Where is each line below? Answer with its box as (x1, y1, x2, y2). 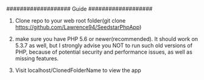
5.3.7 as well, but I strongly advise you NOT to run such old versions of (15, 42, 193, 49)
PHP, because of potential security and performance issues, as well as (15, 48, 193, 56)
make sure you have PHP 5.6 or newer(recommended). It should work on (15, 35, 199, 42)
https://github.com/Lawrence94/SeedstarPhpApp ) (15, 24, 142, 31)
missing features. (15, 55, 59, 62)
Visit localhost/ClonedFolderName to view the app (15, 67, 141, 74)
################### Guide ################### (6, 5, 153, 12)
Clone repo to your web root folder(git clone (15, 17, 126, 24)
